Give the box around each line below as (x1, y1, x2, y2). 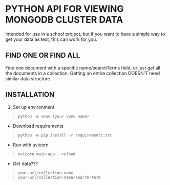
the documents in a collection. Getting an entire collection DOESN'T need (5, 70, 160, 76)
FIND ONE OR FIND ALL (5, 51, 80, 60)
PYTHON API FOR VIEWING (5, 3, 124, 15)
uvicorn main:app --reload (17, 151, 76, 156)
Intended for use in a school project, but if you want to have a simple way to (5, 31, 165, 37)
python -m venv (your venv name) (17, 113, 90, 119)
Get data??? (12, 160, 38, 167)
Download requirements (12, 123, 64, 129)
